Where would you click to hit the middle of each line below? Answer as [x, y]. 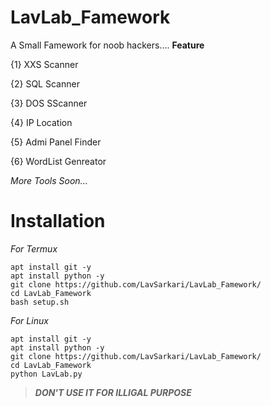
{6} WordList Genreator [58, 161]
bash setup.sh [40, 302]
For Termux [34, 248]
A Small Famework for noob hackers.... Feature [107, 45]
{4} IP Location [41, 122]
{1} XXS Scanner [44, 64]
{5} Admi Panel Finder [56, 142]
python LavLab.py [46, 374]
